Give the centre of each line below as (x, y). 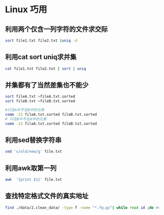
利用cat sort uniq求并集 (41, 57)
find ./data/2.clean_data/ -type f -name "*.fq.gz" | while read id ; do (79, 208)
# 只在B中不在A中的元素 (26, 119)
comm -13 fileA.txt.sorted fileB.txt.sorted (51, 124)
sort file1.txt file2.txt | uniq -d (41, 41)
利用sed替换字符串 (33, 140)
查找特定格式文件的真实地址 (47, 196)
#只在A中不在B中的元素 (25, 110)
